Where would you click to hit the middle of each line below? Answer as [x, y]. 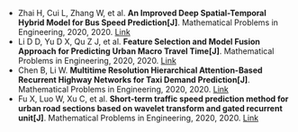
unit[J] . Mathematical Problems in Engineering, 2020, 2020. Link [138, 118]
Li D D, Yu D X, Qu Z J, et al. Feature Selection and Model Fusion [139, 41]
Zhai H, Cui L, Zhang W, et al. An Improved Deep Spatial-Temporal [142, 13]
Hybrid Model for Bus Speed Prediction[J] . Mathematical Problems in [148, 22]
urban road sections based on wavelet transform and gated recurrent [150, 108]
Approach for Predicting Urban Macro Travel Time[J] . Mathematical [146, 51]
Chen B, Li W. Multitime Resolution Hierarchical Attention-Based [140, 70]
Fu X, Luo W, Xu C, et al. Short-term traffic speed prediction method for [153, 99]
